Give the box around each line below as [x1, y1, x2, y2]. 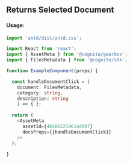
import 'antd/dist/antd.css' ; [6, 35, 82, 41]
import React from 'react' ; [6, 46, 77, 52]
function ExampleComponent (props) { [6, 68, 98, 74]
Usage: [6, 21, 25, 29]
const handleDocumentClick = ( [11, 78, 90, 85]
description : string [17, 96, 69, 102]
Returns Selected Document [6, 5, 114, 15]
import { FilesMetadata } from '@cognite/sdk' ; [6, 57, 128, 63]
